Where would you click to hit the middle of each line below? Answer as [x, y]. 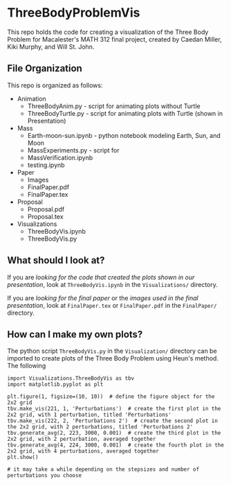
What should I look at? [56, 260]
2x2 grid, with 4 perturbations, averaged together [83, 451]
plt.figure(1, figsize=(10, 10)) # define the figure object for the [111, 397]
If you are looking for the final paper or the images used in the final [103, 298]
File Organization [45, 68]
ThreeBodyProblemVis [74, 13]
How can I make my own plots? [75, 334]
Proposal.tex [45, 216]
